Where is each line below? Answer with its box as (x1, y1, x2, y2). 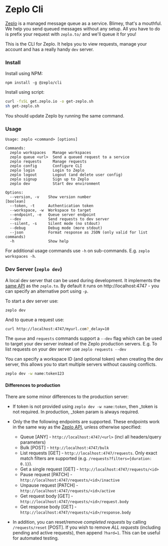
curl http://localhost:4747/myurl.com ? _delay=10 (5, 326, 109, 331)
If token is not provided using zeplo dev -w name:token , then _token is (12, 403, 158, 409)
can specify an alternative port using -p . (5, 288, 89, 294)
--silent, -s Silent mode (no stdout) (10, 221, 100, 226)
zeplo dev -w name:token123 (5, 371, 65, 376)
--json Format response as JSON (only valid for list (10, 230, 148, 235)
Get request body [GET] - (20, 493, 73, 499)
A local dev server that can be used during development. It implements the (5, 277, 160, 283)
